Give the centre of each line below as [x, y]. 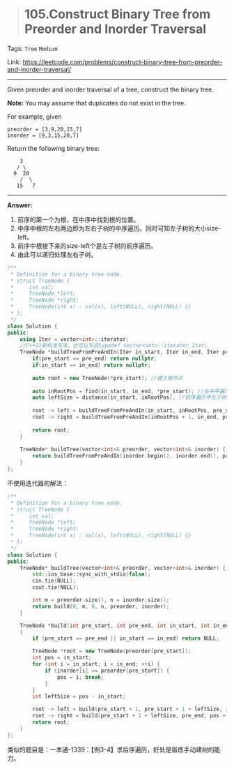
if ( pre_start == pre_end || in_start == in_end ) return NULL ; [126, 638]
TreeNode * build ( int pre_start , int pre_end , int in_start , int [115, 625]
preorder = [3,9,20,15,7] [45, 129]
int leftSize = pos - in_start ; [79, 697]
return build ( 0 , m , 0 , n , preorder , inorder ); [101, 606]
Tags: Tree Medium [32, 48]
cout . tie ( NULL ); [56, 587]
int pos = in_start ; [62, 658]
